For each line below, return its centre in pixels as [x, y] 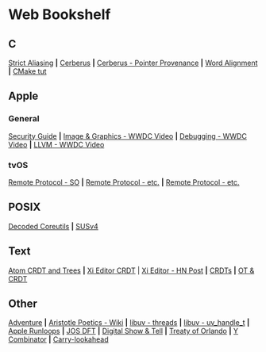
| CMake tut [27, 71]
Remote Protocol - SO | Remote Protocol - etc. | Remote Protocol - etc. [124, 182]
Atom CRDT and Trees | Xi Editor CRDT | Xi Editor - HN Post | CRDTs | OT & [131, 270]
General [24, 119]
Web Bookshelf [60, 15]
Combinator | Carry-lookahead [58, 339]
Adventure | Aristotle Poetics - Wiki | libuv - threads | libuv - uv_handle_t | [129, 323]
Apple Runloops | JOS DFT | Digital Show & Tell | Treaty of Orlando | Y [123, 331]
